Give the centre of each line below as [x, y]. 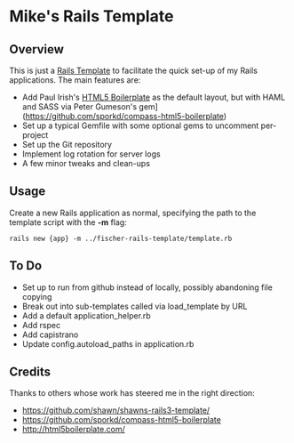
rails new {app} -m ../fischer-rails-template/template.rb [121, 238]
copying [37, 296]
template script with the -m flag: [68, 222]
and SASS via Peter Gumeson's [79, 107]
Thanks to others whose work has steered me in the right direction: [132, 393]
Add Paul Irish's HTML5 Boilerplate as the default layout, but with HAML [154, 97]
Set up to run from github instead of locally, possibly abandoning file [147, 287]
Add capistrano [50, 334]
